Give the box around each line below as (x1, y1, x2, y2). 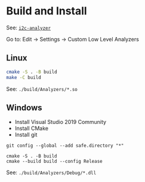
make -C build (6, 74, 42, 80)
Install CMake (14, 125, 49, 132)
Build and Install (6, 4, 88, 18)
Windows (6, 102, 42, 113)
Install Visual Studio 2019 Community (14, 119, 106, 126)
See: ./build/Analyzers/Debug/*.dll (6, 169, 97, 176)
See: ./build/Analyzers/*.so (6, 85, 78, 92)
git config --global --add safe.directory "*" (6, 142, 124, 149)
